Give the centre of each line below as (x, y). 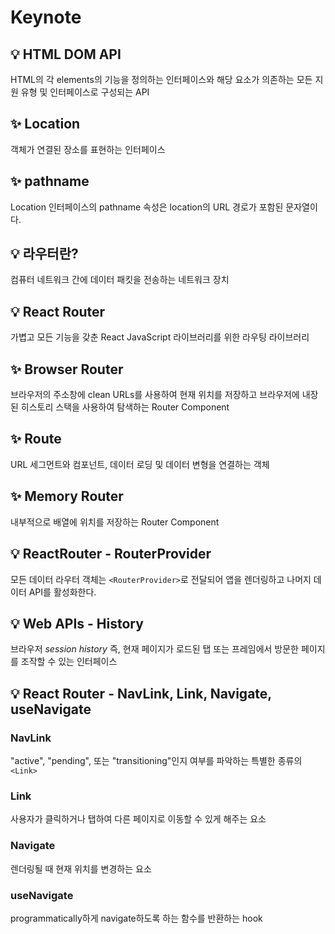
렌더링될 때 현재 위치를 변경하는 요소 (81, 868)
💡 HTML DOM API (66, 54)
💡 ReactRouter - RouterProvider (111, 554)
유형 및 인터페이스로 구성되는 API (85, 92)
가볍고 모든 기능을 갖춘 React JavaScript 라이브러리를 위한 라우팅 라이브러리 (160, 337)
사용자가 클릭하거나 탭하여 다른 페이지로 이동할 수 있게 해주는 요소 (138, 819)
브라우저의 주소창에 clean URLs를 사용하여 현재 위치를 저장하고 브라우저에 (155, 395)
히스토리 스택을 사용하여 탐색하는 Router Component (125, 407)
